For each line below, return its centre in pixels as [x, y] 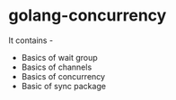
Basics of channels [57, 67]
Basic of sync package [64, 86]
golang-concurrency [88, 16]
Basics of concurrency [63, 76]
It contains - [31, 40]
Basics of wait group [59, 57]
